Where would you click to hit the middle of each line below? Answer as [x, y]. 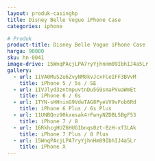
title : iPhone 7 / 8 [49, 121]
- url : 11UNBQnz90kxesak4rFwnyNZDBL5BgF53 [75, 115]
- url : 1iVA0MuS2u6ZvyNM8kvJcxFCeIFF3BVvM [75, 77]
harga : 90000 [26, 51]
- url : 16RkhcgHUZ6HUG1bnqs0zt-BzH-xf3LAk [75, 127]
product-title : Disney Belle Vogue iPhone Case [76, 45]
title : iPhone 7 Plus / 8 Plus [64, 134]
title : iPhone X [43, 147]
